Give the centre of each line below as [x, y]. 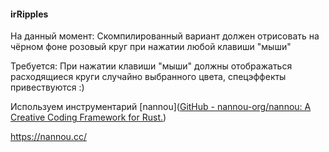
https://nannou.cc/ [48, 137]
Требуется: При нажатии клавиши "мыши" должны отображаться [151, 66]
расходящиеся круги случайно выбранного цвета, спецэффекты [148, 77]
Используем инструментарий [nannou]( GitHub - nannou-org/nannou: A [161, 107]
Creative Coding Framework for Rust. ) [88, 117]
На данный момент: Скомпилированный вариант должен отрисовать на [165, 36]
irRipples [29, 14]
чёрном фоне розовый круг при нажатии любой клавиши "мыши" [151, 47]
